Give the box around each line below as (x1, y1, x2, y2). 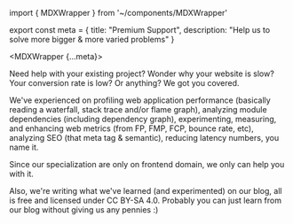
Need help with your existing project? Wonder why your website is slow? (9, 68, 275, 79)
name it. (9, 142, 39, 152)
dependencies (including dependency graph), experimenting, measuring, (9, 114, 277, 124)
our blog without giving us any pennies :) (9, 205, 159, 215)
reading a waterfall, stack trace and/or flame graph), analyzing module (9, 104, 268, 114)
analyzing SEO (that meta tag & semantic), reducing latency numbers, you (9, 133, 280, 143)
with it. (9, 168, 34, 179)
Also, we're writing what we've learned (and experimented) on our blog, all (9, 186, 282, 196)
